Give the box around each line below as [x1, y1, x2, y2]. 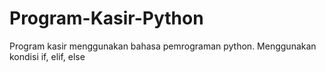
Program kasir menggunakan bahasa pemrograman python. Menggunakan [9, 40, 317, 52]
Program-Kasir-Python [9, 7, 204, 30]
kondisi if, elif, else [9, 50, 86, 62]
